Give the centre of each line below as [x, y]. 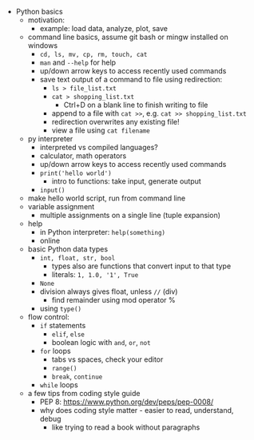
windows [43, 46]
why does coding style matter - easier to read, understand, [137, 410]
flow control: [48, 317]
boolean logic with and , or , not [101, 342]
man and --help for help [78, 62]
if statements [63, 325]
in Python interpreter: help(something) [103, 232]
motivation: [46, 20]
